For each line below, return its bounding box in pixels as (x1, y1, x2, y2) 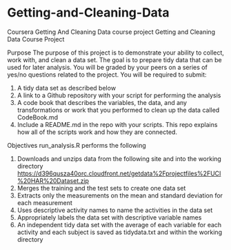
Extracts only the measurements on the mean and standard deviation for (17, 191, 223, 200)
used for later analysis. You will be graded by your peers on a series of (7, 63, 208, 71)
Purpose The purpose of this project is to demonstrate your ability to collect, (7, 48, 224, 57)
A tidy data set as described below (17, 84, 116, 92)
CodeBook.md (17, 113, 59, 122)
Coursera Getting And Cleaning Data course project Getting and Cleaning (7, 28, 216, 36)
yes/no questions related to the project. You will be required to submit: (7, 70, 207, 79)
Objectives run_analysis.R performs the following (7, 141, 146, 149)
